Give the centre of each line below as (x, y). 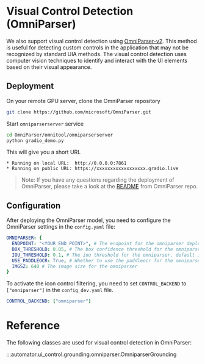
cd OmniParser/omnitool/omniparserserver (60, 135)
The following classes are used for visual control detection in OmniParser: (99, 343)
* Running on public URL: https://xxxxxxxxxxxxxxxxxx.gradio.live (92, 169)
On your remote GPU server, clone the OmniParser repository (83, 101)
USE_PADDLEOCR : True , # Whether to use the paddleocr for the (92, 260)
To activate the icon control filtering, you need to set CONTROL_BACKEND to (96, 284)
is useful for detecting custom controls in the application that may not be (98, 48)
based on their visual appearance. (49, 67)
